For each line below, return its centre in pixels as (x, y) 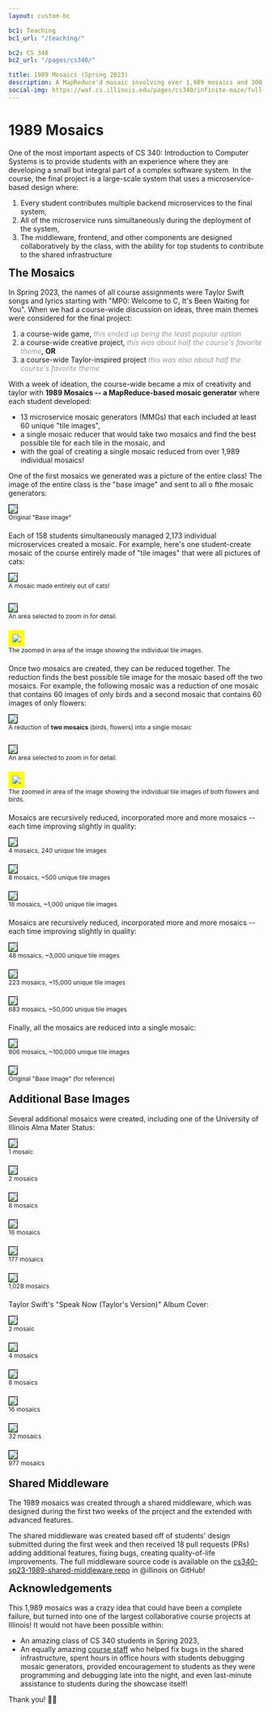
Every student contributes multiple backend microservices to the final (136, 203)
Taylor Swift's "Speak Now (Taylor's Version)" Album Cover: (108, 1304)
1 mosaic (21, 1152)
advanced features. (41, 1520)
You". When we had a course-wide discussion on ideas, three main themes (134, 310)
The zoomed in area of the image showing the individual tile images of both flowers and (134, 792)
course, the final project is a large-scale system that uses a (107, 179)
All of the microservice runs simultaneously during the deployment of (136, 220)
